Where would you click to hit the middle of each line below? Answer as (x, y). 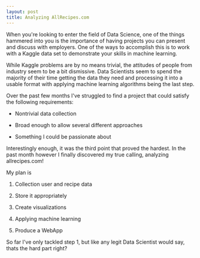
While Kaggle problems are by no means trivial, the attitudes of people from (99, 65)
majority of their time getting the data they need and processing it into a (95, 78)
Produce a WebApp (39, 230)
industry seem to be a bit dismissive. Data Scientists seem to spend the (94, 71)
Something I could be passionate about (63, 136)
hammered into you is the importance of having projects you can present (96, 41)
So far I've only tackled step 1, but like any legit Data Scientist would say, (96, 242)
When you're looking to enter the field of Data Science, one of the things (96, 34)
